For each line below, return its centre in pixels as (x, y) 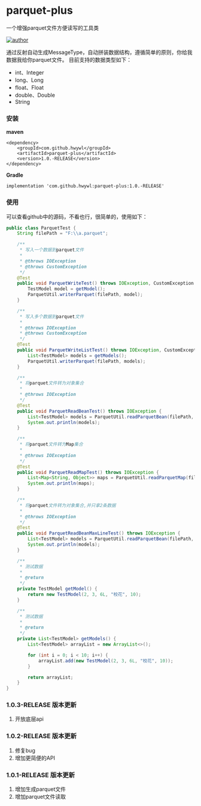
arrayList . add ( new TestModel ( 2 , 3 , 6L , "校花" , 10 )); (106, 661)
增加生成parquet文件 (40, 789)
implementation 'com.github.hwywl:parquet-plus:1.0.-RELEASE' (85, 186)
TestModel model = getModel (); (67, 289)
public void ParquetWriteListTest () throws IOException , (89, 350)
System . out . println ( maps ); (61, 483)
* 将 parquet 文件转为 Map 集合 (51, 444)
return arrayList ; (51, 677)
